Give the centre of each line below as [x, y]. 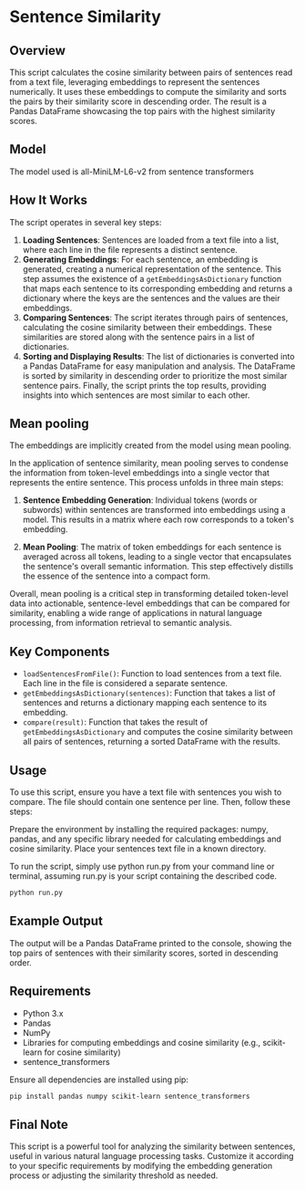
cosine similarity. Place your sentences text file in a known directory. [138, 849]
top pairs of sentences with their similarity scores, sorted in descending [144, 953]
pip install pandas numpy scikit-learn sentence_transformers [130, 1096]
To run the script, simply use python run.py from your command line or [142, 866]
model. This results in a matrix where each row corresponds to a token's [158, 520]
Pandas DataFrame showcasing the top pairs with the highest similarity [142, 111]
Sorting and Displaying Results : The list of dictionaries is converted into [158, 356]
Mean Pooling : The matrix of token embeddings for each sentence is [152, 547]
